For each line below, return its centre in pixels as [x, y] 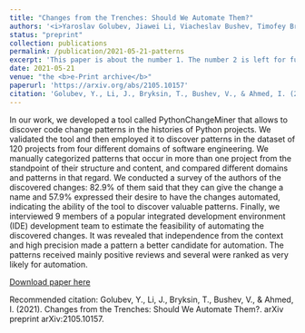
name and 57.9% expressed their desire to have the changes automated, [145, 197]
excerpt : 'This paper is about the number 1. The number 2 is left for [148, 60]
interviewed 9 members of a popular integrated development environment [148, 216]
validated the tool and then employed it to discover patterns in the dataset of [152, 139]
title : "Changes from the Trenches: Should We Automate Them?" [132, 18]
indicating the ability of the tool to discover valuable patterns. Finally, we [145, 206]
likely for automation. [49, 264]
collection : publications [58, 43]
